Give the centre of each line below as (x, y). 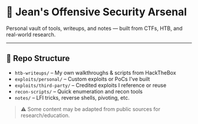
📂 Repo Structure (38, 58)
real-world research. (31, 34)
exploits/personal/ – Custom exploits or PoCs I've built (82, 79)
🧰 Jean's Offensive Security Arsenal (97, 12)
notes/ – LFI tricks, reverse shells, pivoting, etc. (72, 98)
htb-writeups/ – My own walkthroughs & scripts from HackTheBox (95, 72)
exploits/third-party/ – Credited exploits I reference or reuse (90, 85)
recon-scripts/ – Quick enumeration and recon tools (79, 91)
